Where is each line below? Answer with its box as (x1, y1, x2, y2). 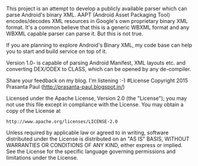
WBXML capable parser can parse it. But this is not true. (6, 30, 143, 37)
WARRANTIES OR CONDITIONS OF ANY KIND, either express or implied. (6, 142, 183, 148)
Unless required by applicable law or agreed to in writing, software (6, 129, 169, 136)
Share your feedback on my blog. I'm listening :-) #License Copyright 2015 (6, 77, 189, 84)
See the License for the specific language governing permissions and (6, 148, 176, 155)
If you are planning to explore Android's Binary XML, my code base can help (6, 41, 193, 48)
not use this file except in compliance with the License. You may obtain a (6, 101, 184, 108)
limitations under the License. (6, 154, 78, 161)
